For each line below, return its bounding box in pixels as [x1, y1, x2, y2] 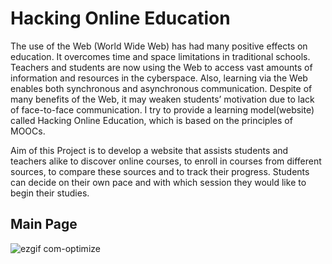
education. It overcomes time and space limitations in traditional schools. [10, 50, 311, 62]
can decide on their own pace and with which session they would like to [10, 176, 307, 188]
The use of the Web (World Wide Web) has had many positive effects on [10, 40, 308, 52]
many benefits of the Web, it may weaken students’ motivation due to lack [10, 93, 315, 105]
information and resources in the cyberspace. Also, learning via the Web [10, 72, 308, 84]
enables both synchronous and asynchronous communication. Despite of [10, 82, 313, 94]
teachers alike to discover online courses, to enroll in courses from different [10, 155, 322, 167]
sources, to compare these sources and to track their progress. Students [10, 165, 310, 177]
